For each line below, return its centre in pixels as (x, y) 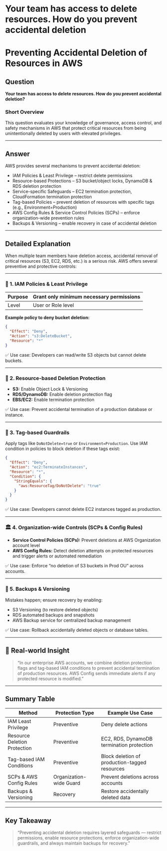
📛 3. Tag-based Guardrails (37, 432)
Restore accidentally (125, 791)
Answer (18, 154)
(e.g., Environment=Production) (44, 207)
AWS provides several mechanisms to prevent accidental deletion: (73, 166)
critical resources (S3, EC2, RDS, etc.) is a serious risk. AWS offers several (81, 261)
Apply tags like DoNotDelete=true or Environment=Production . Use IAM (77, 443)
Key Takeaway (28, 820)
